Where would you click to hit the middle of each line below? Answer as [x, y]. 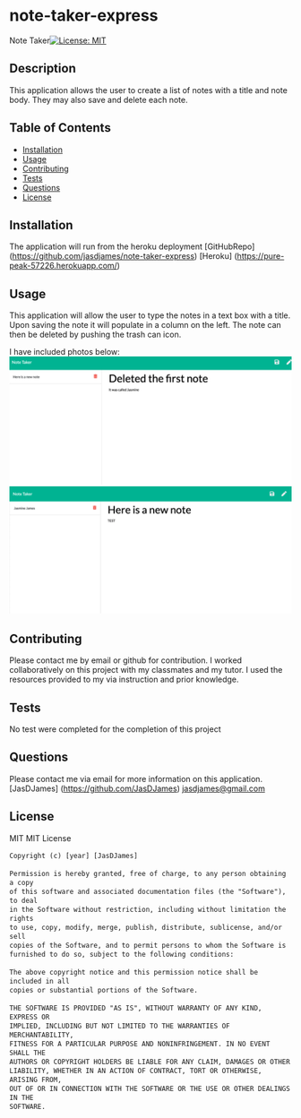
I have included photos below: [65, 352]
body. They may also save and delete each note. [99, 99]
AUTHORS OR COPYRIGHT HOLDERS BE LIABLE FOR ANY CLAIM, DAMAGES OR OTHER [150, 1062]
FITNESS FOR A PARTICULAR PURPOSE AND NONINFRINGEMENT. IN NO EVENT [140, 1044]
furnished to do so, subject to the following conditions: [122, 954]
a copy [21, 882]
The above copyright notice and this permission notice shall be [133, 972]
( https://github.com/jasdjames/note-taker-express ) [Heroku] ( [123, 256]
